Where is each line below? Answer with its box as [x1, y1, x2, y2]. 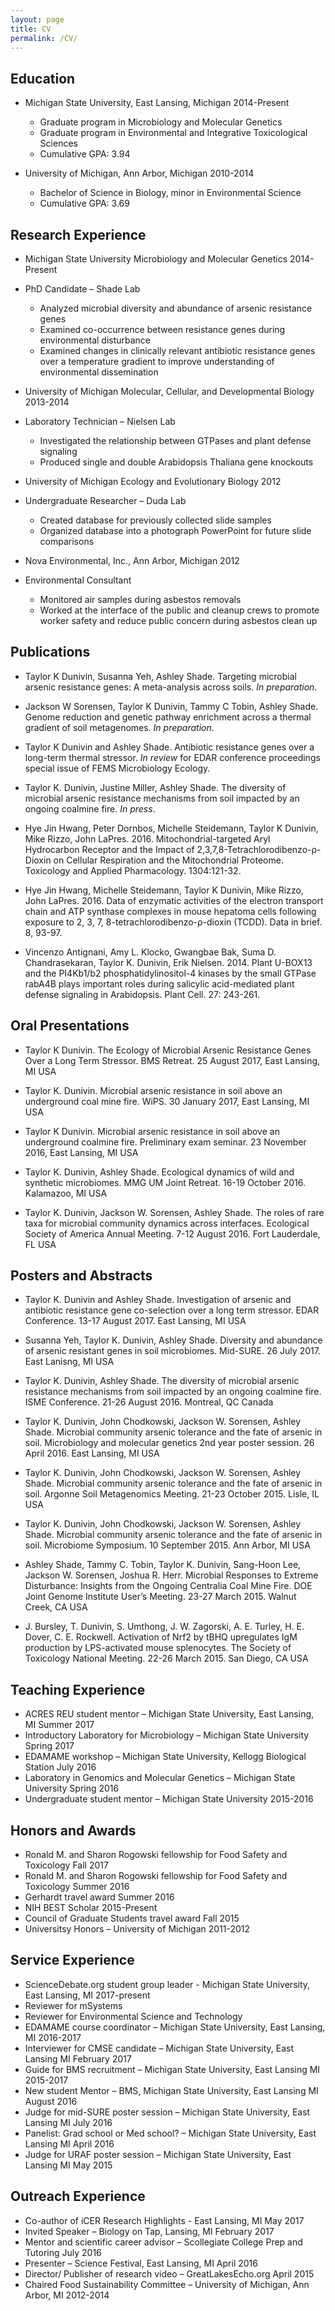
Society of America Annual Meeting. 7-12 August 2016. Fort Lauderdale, [24, 1227, 321, 1240]
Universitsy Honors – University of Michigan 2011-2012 [24, 1923, 251, 1935]
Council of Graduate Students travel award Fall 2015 [24, 1912, 240, 1925]
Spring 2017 [24, 1740, 75, 1752]
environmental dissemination [39, 366, 159, 378]
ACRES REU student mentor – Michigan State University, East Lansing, [24, 1708, 315, 1720]
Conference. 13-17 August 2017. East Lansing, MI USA [24, 1315, 247, 1327]
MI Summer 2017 [24, 1719, 95, 1731]
